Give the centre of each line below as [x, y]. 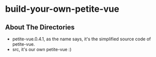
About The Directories [40, 27]
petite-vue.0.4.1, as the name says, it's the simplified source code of [81, 39]
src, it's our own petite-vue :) [42, 49]
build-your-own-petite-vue [62, 9]
